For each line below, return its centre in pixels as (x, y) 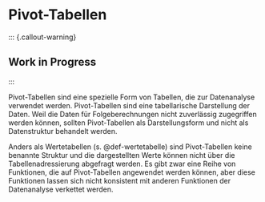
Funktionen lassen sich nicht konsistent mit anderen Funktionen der (119, 180)
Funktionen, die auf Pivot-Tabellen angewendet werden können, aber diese (132, 172)
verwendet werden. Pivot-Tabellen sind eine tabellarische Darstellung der (129, 105)
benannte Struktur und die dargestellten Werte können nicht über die (122, 155)
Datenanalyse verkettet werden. (61, 189)
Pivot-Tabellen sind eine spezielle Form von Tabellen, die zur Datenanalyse (132, 97)
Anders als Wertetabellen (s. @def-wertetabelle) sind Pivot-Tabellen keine (130, 147)
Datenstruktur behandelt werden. (63, 131)
